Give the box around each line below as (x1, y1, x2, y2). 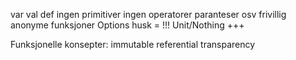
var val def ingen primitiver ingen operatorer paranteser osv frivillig (10, 9, 287, 20)
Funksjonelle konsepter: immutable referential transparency (10, 39, 256, 50)
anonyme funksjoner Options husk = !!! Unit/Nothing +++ (10, 19, 245, 31)
